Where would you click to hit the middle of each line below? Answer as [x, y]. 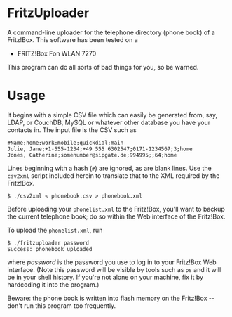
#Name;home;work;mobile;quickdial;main [66, 143]
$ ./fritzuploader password [48, 243]
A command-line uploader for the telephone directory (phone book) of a [111, 32]
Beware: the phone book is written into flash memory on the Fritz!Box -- [111, 298]
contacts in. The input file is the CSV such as [72, 130]
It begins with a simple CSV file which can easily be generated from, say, [112, 115]
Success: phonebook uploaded [50, 249]
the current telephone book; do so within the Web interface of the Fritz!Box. [116, 216]
